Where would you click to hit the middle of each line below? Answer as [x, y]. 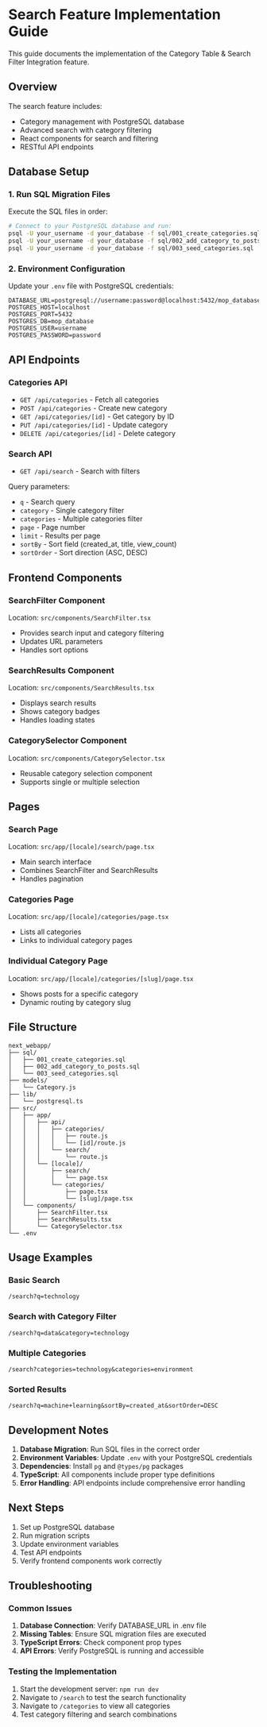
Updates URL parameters [61, 641]
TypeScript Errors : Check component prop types [101, 1643]
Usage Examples [50, 1257]
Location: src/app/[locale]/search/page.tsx [81, 847]
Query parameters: [39, 487]
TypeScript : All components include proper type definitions [117, 1474]
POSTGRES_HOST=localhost [49, 307]
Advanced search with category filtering [86, 129]
